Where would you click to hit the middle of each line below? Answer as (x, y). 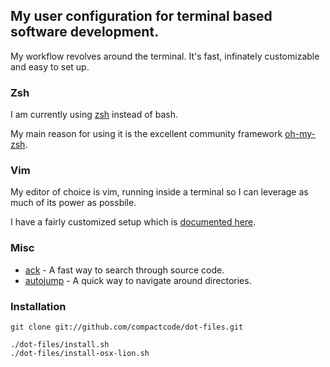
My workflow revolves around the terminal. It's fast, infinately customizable (165, 56)
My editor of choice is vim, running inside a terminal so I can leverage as (159, 192)
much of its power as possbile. (73, 203)
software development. (85, 32)
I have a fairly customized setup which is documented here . (133, 222)
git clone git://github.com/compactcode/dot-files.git (127, 327)
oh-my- (300, 134)
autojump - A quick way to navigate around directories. (138, 280)
